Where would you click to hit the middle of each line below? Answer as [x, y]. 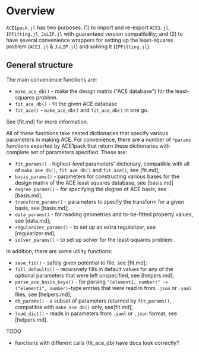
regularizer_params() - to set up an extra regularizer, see [85, 227]
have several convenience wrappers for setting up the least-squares [90, 40]
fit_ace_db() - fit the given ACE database [66, 104]
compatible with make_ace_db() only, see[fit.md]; [74, 307]
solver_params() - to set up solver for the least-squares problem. [94, 239]
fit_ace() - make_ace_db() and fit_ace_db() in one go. [82, 110]
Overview [31, 11]
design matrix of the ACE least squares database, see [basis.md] [94, 182]
